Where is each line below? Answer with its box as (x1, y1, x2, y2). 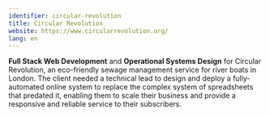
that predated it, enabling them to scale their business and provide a (8, 90, 237, 101)
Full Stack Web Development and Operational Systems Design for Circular (8, 56, 262, 66)
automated (8, 82, 45, 92)
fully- (232, 73, 251, 83)
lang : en (8, 34, 38, 43)
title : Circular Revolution (8, 19, 104, 27)
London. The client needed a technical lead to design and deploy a (8, 73, 231, 83)
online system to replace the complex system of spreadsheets (45, 82, 254, 92)
